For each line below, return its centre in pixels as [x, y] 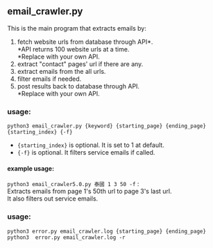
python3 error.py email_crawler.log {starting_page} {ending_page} [107, 231]
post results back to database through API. [78, 86]
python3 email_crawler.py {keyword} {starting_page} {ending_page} [107, 126]
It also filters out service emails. [53, 199]
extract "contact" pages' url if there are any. [80, 64]
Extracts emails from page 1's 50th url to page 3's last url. [90, 192]
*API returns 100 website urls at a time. [73, 49]
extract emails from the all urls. [61, 71]
